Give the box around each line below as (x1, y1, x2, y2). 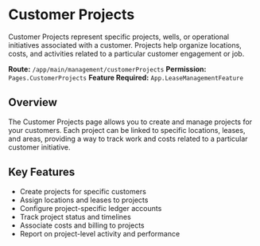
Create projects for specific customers (19, 186, 147, 196)
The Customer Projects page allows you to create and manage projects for (8, 117, 253, 127)
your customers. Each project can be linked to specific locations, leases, (8, 125, 246, 135)
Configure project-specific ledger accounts (19, 203, 162, 213)
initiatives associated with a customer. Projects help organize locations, (8, 40, 243, 49)
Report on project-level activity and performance (19, 228, 180, 238)
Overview (8, 96, 58, 109)
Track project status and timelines (19, 212, 131, 221)
